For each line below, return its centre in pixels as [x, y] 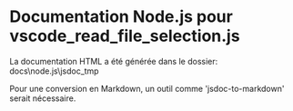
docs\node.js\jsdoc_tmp [54, 71]
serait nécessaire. [43, 98]
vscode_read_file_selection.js [125, 36]
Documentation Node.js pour [121, 17]
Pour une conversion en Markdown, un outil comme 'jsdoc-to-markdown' [147, 88]
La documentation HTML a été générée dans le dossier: [114, 61]
